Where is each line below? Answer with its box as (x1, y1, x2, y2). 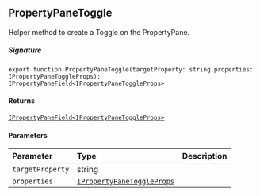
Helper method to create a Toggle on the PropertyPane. (8, 27, 190, 37)
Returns (8, 96, 36, 106)
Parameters (8, 130, 48, 140)
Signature (8, 45, 42, 55)
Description (182, 151, 227, 162)
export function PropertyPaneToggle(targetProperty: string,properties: (8, 65, 254, 74)
